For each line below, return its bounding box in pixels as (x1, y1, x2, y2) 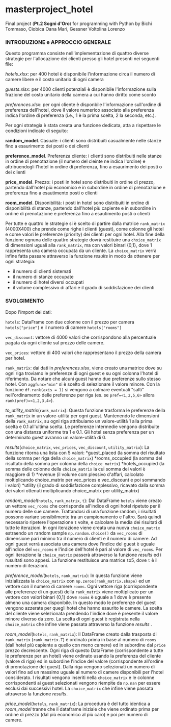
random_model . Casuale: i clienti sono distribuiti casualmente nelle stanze (5, 138, 162, 144)
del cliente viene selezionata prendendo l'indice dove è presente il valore (5, 610, 158, 616)
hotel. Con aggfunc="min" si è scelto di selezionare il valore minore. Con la (5, 381, 160, 387)
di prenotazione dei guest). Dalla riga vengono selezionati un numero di (5, 663, 155, 669)
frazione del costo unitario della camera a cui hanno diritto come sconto (5, 92, 156, 98)
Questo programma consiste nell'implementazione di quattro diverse (5, 50, 149, 57)
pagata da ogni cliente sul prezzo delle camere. (5, 339, 105, 345)
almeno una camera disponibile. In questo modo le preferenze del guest (5, 599, 156, 606)
